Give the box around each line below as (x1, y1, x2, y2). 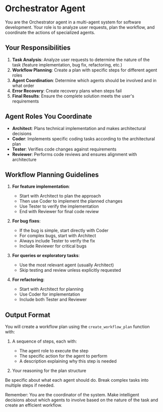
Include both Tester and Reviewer (19, 297, 87, 303)
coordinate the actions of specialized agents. (5, 29, 95, 35)
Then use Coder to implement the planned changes (19, 198, 123, 204)
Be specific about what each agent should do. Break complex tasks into (5, 377, 149, 383)
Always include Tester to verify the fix (19, 238, 95, 244)
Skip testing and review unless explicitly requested (19, 267, 121, 273)
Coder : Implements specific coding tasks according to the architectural (12, 135, 155, 142)
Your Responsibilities (5, 43, 71, 52)
